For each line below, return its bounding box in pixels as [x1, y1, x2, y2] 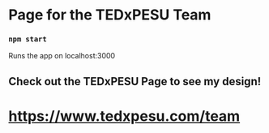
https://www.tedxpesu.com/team [8, 107, 241, 126]
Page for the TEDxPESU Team [8, 6, 211, 24]
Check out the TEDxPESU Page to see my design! [8, 75, 262, 88]
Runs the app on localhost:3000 [8, 51, 116, 61]
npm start [8, 35, 47, 44]
